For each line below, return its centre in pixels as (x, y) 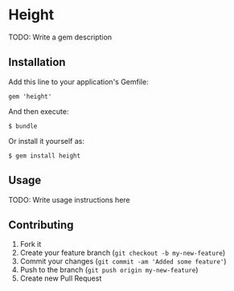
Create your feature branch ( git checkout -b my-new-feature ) (123, 253)
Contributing (41, 225)
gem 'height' (30, 96)
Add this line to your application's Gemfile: (78, 81)
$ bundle (23, 126)
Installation (37, 62)
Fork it (31, 244)
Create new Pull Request (61, 278)
